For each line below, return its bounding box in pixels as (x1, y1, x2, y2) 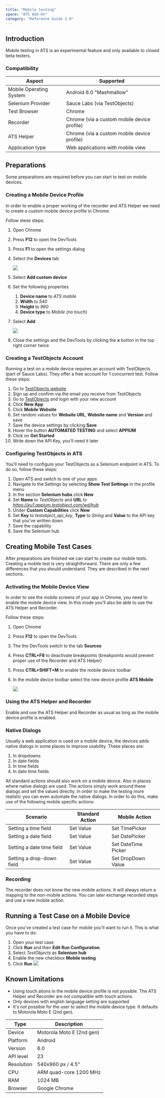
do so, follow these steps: (5, 467, 58, 472)
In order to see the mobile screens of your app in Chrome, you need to (5, 595, 148, 601)
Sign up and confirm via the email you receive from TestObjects (12, 391, 141, 397)
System (8, 92, 26, 99)
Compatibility (5, 65, 39, 72)
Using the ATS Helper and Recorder (5, 698, 92, 705)
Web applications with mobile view (66, 144, 146, 151)
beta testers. (5, 53, 31, 59)
